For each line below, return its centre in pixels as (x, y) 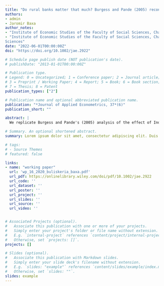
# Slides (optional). (27, 253)
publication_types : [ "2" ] (31, 91)
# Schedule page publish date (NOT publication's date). (64, 59)
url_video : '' (24, 208)
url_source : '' (25, 204)
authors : (14, 14)
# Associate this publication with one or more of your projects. (76, 226)
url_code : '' (23, 181)
